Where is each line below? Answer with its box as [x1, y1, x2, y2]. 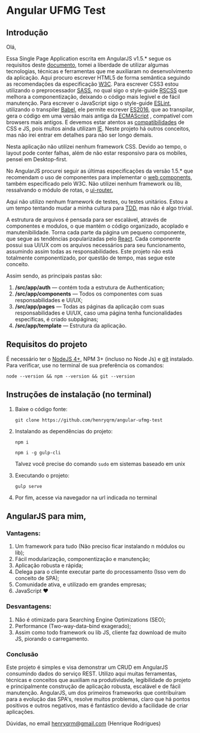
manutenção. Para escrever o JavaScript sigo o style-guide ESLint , [6, 99, 172, 107]
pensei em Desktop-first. [6, 156, 68, 162]
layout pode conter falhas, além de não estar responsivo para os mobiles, [6, 149, 187, 156]
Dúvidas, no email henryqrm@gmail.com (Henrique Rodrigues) [6, 720, 161, 727]
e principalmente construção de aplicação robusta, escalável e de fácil [6, 683, 181, 690]
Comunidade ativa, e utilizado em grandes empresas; [14, 581, 147, 588]
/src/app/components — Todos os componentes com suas [14, 290, 163, 297]
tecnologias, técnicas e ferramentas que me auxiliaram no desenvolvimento [6, 68, 193, 75]
